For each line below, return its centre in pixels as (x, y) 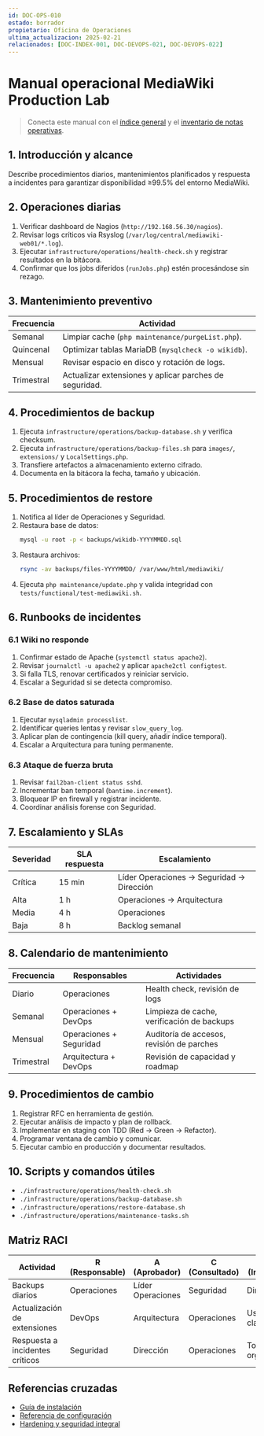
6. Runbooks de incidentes (75, 617)
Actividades (199, 975)
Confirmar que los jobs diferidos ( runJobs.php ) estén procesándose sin (134, 268)
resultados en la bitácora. (60, 260)
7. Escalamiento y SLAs (66, 832)
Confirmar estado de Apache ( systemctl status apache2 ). (113, 657)
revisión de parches (181, 1043)
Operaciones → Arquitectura (170, 899)
